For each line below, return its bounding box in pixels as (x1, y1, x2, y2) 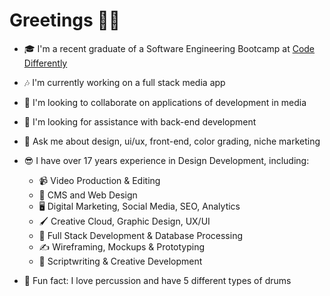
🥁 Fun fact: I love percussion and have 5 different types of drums (23, 274, 292, 286)
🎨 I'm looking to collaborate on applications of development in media (23, 96, 307, 108)
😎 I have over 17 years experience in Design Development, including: (23, 154, 310, 166)
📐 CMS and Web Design (38, 189, 138, 201)
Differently (23, 57, 68, 69)
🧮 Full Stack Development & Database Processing (38, 229, 243, 241)
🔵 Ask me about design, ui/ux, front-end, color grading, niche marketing (23, 135, 321, 147)
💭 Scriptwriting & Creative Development (38, 255, 203, 267)
